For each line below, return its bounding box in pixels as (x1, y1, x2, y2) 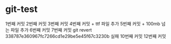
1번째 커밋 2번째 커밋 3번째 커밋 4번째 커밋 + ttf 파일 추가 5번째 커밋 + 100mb (5, 20, 161, 26)
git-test (5, 3, 38, 15)
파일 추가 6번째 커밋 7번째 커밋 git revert (10, 26, 92, 33)
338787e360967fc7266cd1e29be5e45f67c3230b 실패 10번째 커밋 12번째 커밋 (5, 33, 166, 39)
